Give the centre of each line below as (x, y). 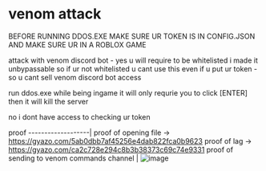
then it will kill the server (48, 101)
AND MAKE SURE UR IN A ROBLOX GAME (77, 44)
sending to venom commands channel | (73, 158)
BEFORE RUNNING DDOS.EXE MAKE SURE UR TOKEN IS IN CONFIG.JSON (132, 36)
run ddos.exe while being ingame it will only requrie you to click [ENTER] (128, 92)
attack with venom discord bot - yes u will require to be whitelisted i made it (133, 60)
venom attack (55, 14)
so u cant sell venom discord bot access (75, 77)
